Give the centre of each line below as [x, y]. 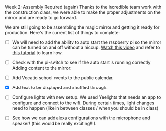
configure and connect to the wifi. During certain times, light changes [83, 103]
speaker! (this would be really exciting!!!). [54, 124]
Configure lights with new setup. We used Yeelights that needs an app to [86, 97]
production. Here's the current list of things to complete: [63, 32]
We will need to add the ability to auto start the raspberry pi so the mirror [87, 42]
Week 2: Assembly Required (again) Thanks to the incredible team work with [83, 7]
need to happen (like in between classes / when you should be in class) [85, 108]
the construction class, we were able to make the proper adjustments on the [83, 12]
